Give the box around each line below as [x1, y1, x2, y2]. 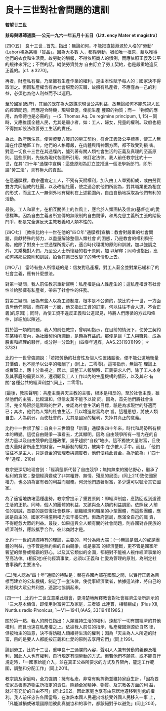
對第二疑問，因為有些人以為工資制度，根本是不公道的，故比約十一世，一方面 [5, 297, 161, 304]
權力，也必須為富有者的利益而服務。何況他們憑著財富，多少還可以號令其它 [5, 478, 157, 484]
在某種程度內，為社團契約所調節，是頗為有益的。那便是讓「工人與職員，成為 [5, 333, 161, 339]
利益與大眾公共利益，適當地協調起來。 [5, 584, 83, 590]
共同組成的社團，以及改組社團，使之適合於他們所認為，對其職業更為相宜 [13, 183, 161, 189]
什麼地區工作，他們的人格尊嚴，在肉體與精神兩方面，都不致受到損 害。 [13, 142, 158, 148]
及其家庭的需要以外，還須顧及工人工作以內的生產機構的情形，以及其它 [5, 373, 148, 379]
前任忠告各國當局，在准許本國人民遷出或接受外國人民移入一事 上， [22, 694, 158, 700]
